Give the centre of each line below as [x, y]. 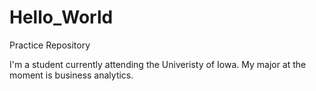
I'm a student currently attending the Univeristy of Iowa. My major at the [158, 64]
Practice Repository [50, 45]
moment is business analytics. [71, 75]
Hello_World [61, 17]
